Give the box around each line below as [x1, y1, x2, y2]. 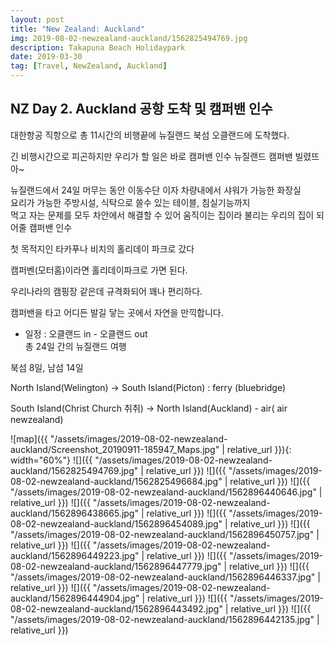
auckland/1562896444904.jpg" [10, 592, 140, 604]
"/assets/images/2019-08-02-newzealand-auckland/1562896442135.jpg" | [10, 613, 320, 625]
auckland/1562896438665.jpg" [10, 507, 139, 519]
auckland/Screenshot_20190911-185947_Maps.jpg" [10, 443, 220, 455]
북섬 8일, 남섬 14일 [10, 361, 84, 373]
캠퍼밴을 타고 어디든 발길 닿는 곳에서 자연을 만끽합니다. [10, 306, 224, 318]
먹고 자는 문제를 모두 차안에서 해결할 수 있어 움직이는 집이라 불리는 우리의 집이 [10, 209, 315, 221]
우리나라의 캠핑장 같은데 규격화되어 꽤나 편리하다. [10, 285, 203, 297]
